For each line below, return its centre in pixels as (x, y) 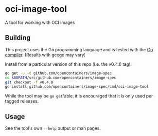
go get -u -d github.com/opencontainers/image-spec (58, 73)
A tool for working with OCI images (40, 22)
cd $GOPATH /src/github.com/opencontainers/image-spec (61, 78)
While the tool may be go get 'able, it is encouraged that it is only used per (79, 96)
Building (18, 38)
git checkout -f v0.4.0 (29, 82)
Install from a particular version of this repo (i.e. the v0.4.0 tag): (69, 64)
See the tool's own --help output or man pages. (53, 128)
